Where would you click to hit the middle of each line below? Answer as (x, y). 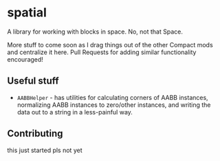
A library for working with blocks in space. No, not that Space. (95, 32)
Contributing (35, 134)
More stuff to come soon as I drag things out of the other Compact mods (110, 45)
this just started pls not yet (45, 150)
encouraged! (25, 59)
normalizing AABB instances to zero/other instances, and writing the (114, 105)
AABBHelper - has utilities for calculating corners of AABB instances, (112, 97)
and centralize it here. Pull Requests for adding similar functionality (102, 52)
